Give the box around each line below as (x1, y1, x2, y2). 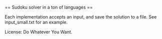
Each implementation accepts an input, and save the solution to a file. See (4, 14, 157, 19)
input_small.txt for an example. (4, 19, 68, 25)
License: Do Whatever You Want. (4, 29, 72, 34)
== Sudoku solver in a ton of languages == (4, 4, 93, 10)
